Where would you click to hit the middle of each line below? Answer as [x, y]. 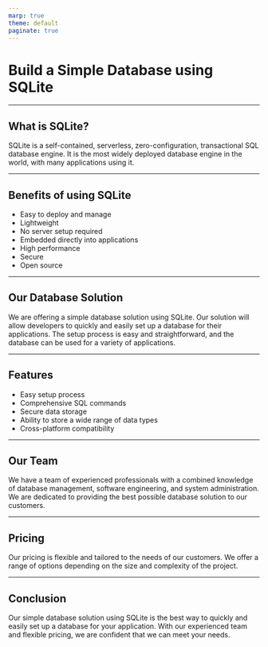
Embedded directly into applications [79, 240]
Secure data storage [53, 411]
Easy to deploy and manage [65, 214]
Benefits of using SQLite [70, 195]
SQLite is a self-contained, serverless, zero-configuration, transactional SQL [134, 145]
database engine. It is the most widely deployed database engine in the [125, 154]
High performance [50, 248]
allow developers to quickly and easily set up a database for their [115, 325]
